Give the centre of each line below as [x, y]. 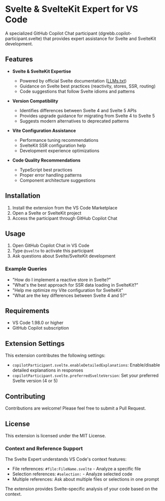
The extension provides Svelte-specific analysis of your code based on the [82, 489]
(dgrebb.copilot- [115, 33]
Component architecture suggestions [58, 180]
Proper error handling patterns [51, 175]
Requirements [27, 311]
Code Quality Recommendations [46, 160]
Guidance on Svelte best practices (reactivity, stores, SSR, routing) [87, 86]
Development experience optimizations [60, 150]
